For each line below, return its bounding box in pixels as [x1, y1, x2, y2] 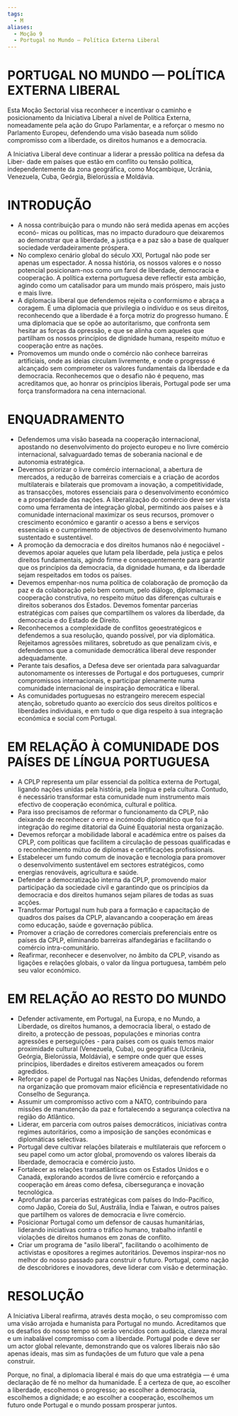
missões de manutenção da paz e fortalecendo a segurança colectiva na [17, 1104, 230, 1113]
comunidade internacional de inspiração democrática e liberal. [17, 684, 200, 692]
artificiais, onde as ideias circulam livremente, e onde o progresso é [17, 356, 216, 365]
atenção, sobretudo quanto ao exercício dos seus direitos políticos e [17, 698, 217, 707]
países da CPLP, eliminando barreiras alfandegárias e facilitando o [17, 935, 212, 944]
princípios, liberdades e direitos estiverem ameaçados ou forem [17, 1059, 204, 1068]
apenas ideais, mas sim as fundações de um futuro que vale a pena [7, 1349, 205, 1358]
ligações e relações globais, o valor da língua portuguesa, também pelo [17, 958, 227, 967]
